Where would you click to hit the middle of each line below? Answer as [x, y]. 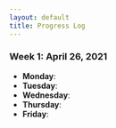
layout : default [39, 17]
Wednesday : [46, 95]
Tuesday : [40, 85]
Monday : [39, 76]
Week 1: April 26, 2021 [58, 57]
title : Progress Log [48, 26]
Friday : [35, 114]
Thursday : [42, 104]
